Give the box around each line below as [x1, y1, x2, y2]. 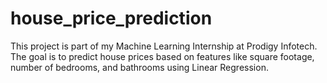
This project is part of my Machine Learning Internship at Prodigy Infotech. [10, 40, 318, 52]
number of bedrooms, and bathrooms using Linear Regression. [10, 61, 269, 73]
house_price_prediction [10, 7, 213, 30]
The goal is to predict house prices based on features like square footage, [10, 50, 315, 62]
